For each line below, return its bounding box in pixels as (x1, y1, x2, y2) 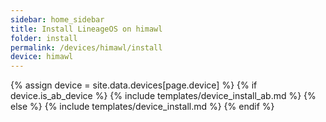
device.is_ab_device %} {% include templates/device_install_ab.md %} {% (10, 90, 317, 102)
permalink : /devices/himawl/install (10, 42, 163, 53)
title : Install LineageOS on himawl (10, 24, 163, 34)
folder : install (10, 33, 78, 43)
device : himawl (10, 52, 74, 62)
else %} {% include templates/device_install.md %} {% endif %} (10, 101, 275, 113)
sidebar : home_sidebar (10, 14, 105, 25)
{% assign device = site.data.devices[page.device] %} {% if (10, 79, 258, 91)
